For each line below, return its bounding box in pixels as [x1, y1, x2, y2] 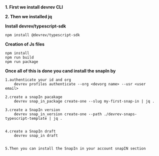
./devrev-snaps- [104, 112, 137, 117]
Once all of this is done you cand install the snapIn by [5, 68, 116, 74]
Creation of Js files [5, 41, 45, 47]
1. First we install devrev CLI [5, 4, 63, 10]
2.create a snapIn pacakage [5, 95, 63, 100]
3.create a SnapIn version [5, 107, 60, 112]
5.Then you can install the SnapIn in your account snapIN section [5, 146, 146, 151]
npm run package [5, 59, 38, 64]
